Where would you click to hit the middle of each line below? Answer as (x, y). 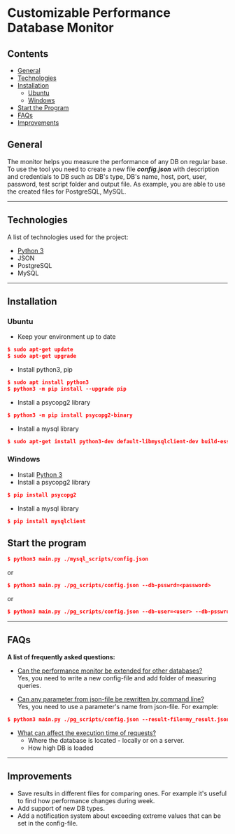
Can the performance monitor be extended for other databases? (110, 671)
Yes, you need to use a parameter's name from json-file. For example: (118, 706)
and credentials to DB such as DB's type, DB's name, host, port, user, (107, 176)
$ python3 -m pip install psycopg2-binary (70, 415)
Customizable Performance (89, 13)
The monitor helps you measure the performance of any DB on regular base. (117, 161)
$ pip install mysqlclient (47, 521)
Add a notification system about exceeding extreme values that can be (119, 816)
